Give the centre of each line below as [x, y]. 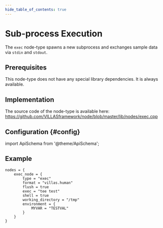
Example [19, 159]
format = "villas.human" [48, 183]
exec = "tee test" [41, 191]
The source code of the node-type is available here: [57, 111]
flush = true [36, 187]
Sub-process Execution [54, 33]
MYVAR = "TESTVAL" [50, 208]
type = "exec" [37, 178]
